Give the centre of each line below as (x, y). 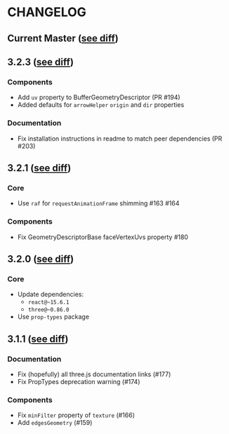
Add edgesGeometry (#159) (55, 423)
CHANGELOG (47, 12)
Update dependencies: (51, 294)
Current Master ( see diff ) (63, 38)
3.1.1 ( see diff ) (38, 339)
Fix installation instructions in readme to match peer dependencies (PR (120, 139)
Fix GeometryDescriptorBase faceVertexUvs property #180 (103, 237)
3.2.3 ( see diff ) (40, 62)
